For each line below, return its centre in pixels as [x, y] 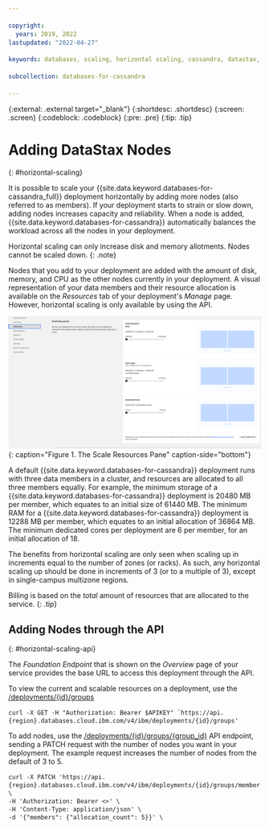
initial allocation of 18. [44, 538]
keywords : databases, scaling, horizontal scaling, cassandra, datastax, [134, 60]
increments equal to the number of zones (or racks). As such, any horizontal [134, 563]
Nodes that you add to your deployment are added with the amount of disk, [132, 270]
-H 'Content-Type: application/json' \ [75, 810]
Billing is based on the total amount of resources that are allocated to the [128, 596]
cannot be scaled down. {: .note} [63, 254]
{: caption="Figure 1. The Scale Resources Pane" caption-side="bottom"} [130, 455]
